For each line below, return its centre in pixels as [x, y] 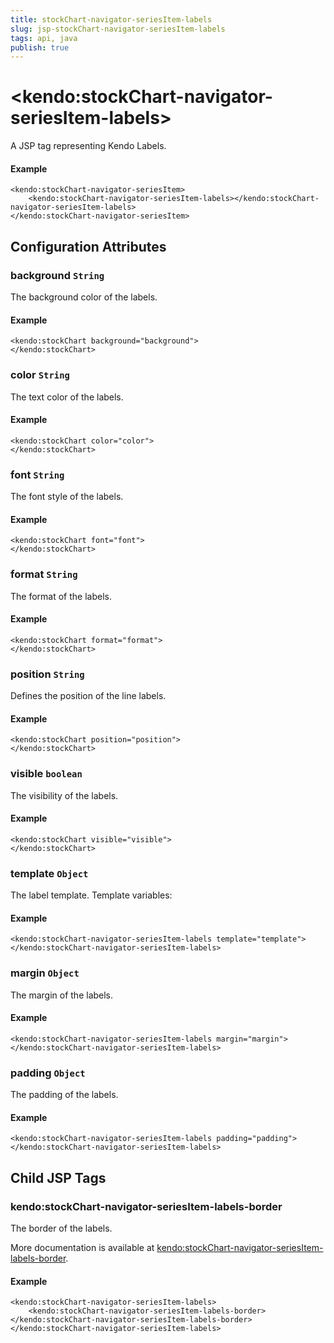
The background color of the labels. [84, 297]
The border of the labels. [61, 1228]
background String [57, 275]
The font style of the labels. [67, 497]
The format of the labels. [61, 596]
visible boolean [46, 774]
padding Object [48, 1073]
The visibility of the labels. [64, 795]
